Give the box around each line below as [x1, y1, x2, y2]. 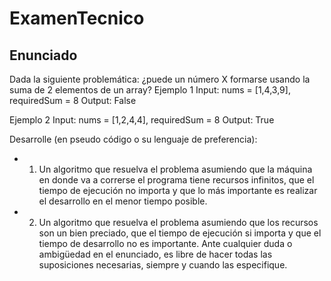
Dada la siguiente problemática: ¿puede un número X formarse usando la [9, 73, 311, 85]
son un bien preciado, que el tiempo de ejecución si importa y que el [38, 227, 322, 239]
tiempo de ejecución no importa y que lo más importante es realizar [38, 185, 318, 196]
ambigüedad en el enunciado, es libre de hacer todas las [38, 248, 273, 260]
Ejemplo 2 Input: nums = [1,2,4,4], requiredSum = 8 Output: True [9, 114, 275, 126]
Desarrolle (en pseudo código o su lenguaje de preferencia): [9, 133, 258, 145]
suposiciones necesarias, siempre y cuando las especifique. [38, 259, 288, 271]
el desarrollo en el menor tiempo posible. [38, 195, 208, 207]
